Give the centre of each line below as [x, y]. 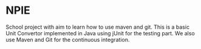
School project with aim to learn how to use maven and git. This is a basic [97, 27]
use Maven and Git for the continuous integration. [68, 39]
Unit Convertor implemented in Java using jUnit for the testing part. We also [100, 33]
